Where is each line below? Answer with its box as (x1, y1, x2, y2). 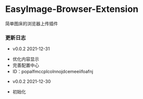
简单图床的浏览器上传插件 (5, 20, 58, 26)
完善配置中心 (12, 62, 39, 68)
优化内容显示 (12, 56, 39, 62)
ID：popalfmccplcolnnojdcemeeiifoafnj (12, 69, 94, 75)
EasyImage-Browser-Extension (5, 3, 139, 15)
